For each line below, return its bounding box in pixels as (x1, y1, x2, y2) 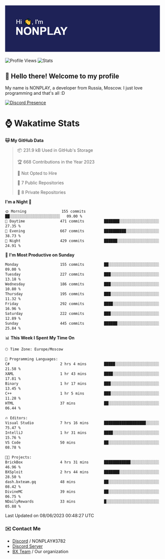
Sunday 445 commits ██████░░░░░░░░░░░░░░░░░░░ (5, 321, 160, 326)
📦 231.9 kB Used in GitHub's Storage (17, 147, 93, 153)
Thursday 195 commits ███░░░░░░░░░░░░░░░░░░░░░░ (5, 291, 160, 296)
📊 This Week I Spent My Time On (5, 335, 75, 340)
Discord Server (12, 543, 43, 549)
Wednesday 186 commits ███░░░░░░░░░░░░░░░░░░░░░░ (5, 281, 160, 286)
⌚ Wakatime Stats (5, 118, 80, 129)
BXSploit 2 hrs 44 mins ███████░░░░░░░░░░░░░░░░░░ (5, 470, 160, 475)
